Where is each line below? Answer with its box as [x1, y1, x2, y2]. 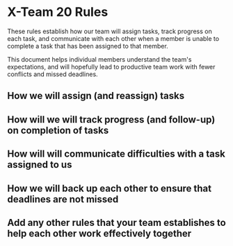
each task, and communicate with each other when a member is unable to [7, 34, 220, 42]
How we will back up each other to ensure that [7, 182, 212, 194]
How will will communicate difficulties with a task [7, 148, 226, 160]
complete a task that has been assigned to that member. [7, 42, 168, 50]
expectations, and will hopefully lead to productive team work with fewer [7, 62, 216, 71]
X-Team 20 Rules [7, 4, 109, 20]
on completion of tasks [7, 124, 109, 136]
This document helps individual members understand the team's [7, 55, 192, 63]
